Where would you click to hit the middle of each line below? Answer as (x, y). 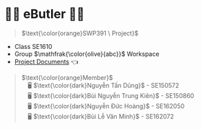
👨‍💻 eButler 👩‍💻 (45, 14)
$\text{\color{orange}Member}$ (67, 77)
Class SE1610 (33, 46)
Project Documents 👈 (46, 61)
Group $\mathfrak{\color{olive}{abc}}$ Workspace (87, 54)
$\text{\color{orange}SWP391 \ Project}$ (80, 33)
